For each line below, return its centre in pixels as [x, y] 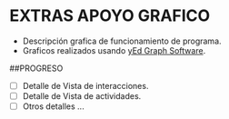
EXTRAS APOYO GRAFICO [110, 16]
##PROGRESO [36, 68]
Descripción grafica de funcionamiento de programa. [122, 41]
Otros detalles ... [53, 106]
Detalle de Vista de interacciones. [85, 85]
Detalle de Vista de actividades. [82, 96]
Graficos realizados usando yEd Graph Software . [114, 50]
